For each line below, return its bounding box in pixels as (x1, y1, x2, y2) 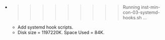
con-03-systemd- (122, 9, 160, 15)
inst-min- (140, 4, 160, 10)
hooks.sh (122, 15, 142, 20)
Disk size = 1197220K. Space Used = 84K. (17, 30, 105, 35)
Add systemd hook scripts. (17, 24, 73, 30)
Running (122, 4, 140, 10)
